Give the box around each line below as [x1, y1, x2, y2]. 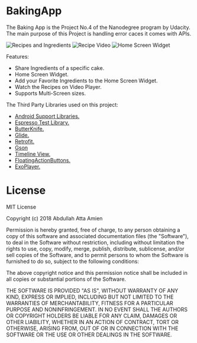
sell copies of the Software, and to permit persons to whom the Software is [6, 251, 189, 258]
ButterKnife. [14, 125, 44, 132]
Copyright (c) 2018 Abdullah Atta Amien [6, 214, 103, 222]
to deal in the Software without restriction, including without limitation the [6, 239, 185, 246]
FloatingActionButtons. [14, 156, 71, 164]
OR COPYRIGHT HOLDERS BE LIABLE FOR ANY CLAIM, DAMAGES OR [6, 312, 177, 319]
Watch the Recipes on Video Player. [14, 83, 102, 90]
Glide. [14, 132, 30, 139]
